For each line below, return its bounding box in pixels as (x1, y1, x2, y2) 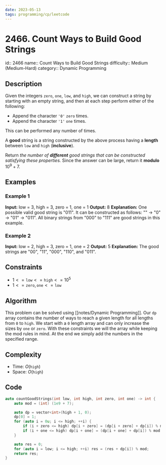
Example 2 (5, 232, 31, 239)
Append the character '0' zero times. (12, 113, 89, 119)
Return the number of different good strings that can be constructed (5, 152, 146, 158)
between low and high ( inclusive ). (5, 143, 75, 149)
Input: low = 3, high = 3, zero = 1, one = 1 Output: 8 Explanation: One (5, 204, 147, 210)
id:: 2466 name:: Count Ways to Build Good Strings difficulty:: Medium (5, 60, 148, 66)
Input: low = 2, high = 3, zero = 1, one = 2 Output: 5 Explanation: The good (5, 243, 159, 249)
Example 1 (5, 193, 30, 200)
